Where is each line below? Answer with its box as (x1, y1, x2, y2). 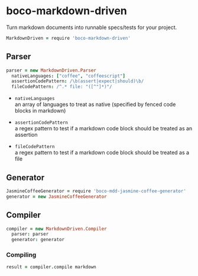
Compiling (6, 251, 37, 259)
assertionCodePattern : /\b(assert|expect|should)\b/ (11, 78, 144, 84)
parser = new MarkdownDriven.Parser (6, 67, 96, 73)
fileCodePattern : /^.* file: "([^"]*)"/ (11, 84, 112, 90)
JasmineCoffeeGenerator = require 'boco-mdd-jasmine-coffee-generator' (6, 188, 186, 194)
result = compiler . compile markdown (6, 264, 96, 270)
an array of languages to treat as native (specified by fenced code (14, 101, 176, 108)
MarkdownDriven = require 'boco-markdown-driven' (6, 35, 131, 41)
